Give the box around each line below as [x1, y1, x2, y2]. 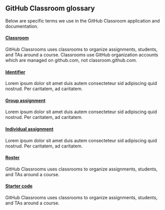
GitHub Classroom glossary [5, 4, 96, 13]
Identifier [5, 69, 26, 75]
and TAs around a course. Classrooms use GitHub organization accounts [5, 52, 158, 58]
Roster [5, 155, 20, 161]
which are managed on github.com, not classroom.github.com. [5, 57, 137, 64]
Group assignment [5, 97, 46, 103]
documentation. [5, 23, 39, 29]
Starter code [5, 183, 33, 189]
